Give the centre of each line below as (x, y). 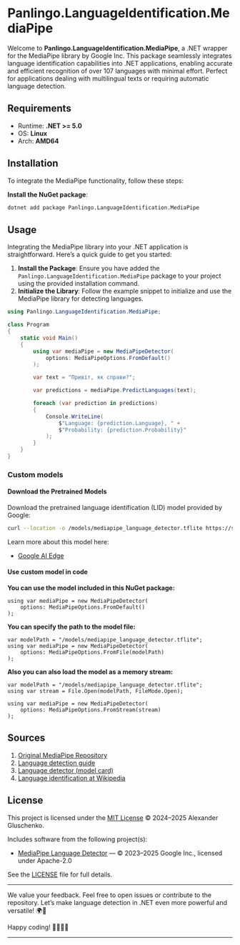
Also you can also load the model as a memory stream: (90, 672)
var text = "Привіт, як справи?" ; (84, 377)
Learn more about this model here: (58, 541)
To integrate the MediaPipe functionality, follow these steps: (96, 181)
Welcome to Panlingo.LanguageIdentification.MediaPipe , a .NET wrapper (117, 48)
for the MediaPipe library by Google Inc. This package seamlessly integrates (120, 56)
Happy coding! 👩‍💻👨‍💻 (38, 927)
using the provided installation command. (79, 284)
